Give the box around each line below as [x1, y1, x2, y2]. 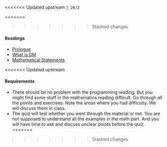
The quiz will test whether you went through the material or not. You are [12, 110, 160, 117]
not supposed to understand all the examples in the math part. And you [12, 116, 159, 122]
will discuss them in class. [12, 105, 66, 111]
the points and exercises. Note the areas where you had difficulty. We [12, 100, 156, 106]
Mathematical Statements [12, 57, 65, 63]
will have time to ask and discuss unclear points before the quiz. [12, 121, 145, 127]
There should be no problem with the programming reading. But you [12, 89, 153, 95]
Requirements [5, 78, 35, 84]
